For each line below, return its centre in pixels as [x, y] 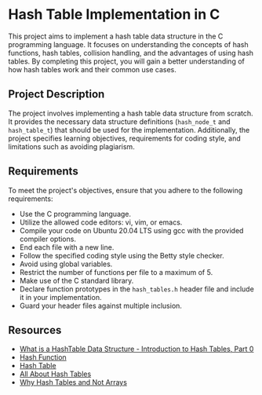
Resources [35, 330]
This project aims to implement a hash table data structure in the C [116, 36]
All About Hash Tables [55, 374]
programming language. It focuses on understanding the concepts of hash [128, 44]
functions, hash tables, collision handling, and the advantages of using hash [131, 53]
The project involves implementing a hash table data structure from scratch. [131, 113]
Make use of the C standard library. [76, 280]
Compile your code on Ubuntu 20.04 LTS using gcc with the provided [131, 230]
